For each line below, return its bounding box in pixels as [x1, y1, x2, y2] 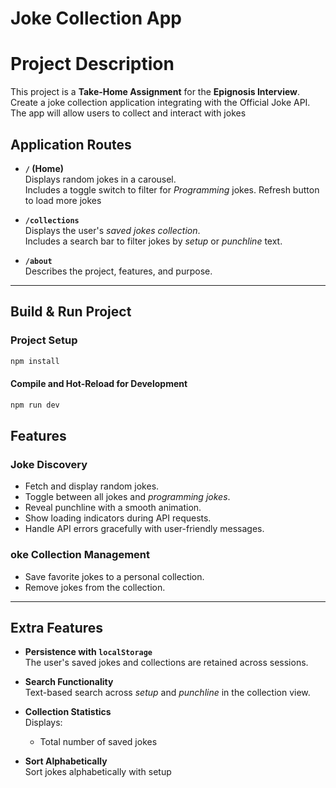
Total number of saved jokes [39, 736, 158, 748]
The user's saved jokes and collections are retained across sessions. [24, 657, 309, 669]
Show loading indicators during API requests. [24, 512, 212, 524]
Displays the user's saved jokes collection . [24, 224, 201, 236]
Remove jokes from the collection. [24, 581, 166, 593]
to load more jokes [24, 194, 102, 206]
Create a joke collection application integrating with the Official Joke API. [10, 97, 311, 109]
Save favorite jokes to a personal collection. [24, 570, 205, 582]
